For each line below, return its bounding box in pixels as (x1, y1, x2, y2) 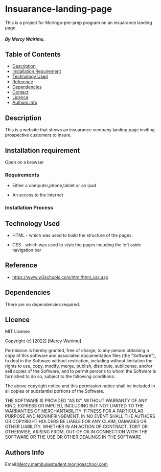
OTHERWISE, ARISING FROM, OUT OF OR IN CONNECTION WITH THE (5, 429, 148, 435)
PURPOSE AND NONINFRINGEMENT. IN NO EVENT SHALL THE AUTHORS (5, 413, 156, 419)
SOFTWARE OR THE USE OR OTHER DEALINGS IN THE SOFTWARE (5, 434, 141, 440)
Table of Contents (5, 50, 61, 58)
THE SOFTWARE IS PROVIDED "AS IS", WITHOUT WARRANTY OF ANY (5, 398, 148, 403)
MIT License (5, 329, 30, 334)
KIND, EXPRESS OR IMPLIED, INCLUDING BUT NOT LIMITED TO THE (5, 403, 144, 409)
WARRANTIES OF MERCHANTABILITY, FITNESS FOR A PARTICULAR (5, 408, 143, 414)
